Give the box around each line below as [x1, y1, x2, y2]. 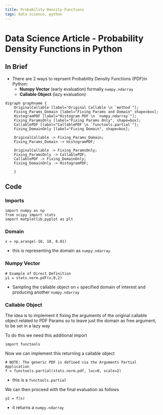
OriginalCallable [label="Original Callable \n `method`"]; [14, 105, 139, 110]
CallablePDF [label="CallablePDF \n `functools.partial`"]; [14, 122, 139, 127]
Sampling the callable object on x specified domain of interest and [12, 284, 146, 290]
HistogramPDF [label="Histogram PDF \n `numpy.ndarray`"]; [14, 114, 137, 118]
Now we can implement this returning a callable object [5, 350, 115, 356]
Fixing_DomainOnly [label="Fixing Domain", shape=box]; [14, 126, 131, 131]
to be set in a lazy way [5, 323, 50, 329]
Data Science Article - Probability [5, 33, 144, 44]
